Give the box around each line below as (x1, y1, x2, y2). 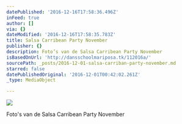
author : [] (6, 20, 34, 26)
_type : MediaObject (6, 77, 56, 83)
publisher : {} (6, 43, 43, 49)
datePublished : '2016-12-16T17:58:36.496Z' (6, 9, 119, 15)
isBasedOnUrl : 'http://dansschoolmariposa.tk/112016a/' (6, 54, 151, 60)
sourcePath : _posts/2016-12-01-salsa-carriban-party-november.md (6, 60, 176, 66)
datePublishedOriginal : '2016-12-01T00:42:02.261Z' (6, 71, 140, 78)
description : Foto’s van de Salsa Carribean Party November (6, 49, 163, 55)
